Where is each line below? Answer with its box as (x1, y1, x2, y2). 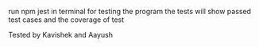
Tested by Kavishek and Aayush (8, 31, 114, 39)
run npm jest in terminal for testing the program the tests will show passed (8, 7, 252, 16)
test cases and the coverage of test (8, 15, 125, 24)
